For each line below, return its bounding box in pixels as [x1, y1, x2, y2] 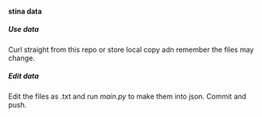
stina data [8, 6, 42, 16]
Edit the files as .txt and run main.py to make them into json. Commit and [8, 92, 247, 101]
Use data [8, 25, 40, 34]
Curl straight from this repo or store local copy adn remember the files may [8, 45, 254, 54]
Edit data [8, 72, 40, 81]
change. [8, 53, 36, 63]
